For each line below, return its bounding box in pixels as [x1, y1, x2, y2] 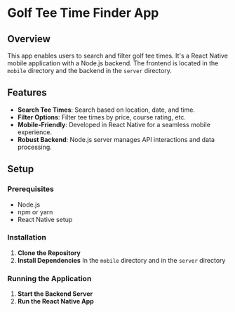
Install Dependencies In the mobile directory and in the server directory [17, 256, 226, 264]
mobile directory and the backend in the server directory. [7, 67, 172, 74]
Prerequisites [7, 184, 54, 194]
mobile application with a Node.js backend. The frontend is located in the [7, 59, 219, 67]
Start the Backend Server [17, 290, 93, 298]
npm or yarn [17, 207, 53, 216]
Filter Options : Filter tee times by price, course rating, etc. [17, 112, 186, 121]
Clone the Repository [17, 248, 81, 257]
